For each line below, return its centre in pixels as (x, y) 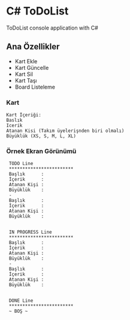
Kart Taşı (26, 80)
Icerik (14, 126)
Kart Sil (24, 74)
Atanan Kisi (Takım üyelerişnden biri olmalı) (65, 131)
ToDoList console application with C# (52, 28)
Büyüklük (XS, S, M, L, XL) (41, 136)
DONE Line (21, 301)
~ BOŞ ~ (18, 312)
